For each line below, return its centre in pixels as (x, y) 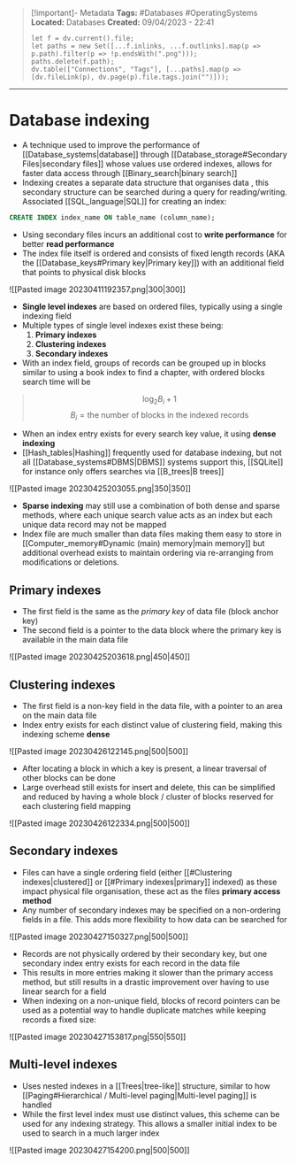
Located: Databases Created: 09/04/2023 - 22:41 (122, 22)
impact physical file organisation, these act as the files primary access (151, 891)
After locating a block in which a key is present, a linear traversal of (144, 768)
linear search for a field (64, 991)
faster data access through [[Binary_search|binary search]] (129, 173)
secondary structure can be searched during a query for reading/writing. (154, 192)
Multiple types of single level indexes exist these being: (122, 325)
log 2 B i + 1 (160, 400)
